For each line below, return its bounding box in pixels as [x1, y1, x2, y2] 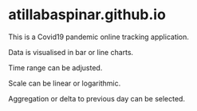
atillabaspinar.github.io [8, 6, 166, 24]
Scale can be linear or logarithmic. [8, 78, 121, 88]
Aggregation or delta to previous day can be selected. [8, 93, 186, 103]
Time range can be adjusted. [8, 62, 103, 73]
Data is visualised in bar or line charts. [8, 47, 134, 57]
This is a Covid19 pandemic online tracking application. [8, 32, 190, 42]
